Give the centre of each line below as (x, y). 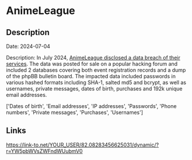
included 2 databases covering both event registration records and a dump (96, 70)
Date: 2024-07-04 (28, 46)
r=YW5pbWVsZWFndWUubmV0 (44, 151)
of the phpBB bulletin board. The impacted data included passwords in (91, 76)
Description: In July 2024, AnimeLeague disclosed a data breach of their (93, 58)
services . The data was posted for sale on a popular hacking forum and (92, 64)
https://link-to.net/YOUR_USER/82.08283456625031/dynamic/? (83, 145)
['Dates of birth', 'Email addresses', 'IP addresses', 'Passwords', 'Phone (91, 106)
